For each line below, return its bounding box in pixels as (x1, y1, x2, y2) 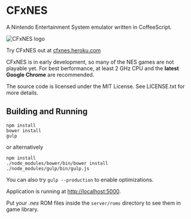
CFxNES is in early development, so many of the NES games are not (6, 58, 174, 65)
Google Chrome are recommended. (6, 71, 95, 78)
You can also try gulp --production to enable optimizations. (6, 176, 154, 183)
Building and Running (6, 106, 88, 117)
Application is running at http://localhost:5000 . (6, 187, 122, 195)
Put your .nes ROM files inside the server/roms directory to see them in (6, 199, 181, 206)
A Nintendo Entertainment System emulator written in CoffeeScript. (6, 23, 172, 31)
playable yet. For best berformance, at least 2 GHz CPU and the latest (6, 64, 180, 72)
